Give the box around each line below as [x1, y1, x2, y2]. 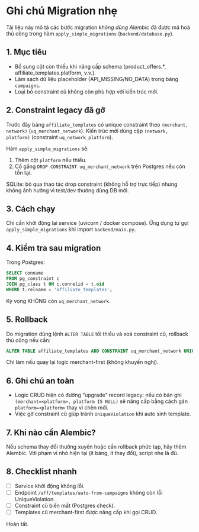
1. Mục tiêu [6, 47, 47, 57]
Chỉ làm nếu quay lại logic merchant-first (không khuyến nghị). [6, 359, 159, 366]
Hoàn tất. [6, 521, 29, 528]
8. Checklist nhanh [6, 466, 77, 477]
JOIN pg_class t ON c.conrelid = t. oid [6, 281, 105, 287]
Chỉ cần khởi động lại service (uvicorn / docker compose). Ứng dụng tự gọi [6, 220, 189, 227]
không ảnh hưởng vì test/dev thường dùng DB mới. [6, 186, 129, 194]
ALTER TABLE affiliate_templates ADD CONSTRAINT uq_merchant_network [6, 348, 182, 354]
